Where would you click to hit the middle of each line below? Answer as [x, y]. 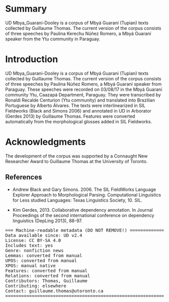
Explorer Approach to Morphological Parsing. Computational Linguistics [87, 194]
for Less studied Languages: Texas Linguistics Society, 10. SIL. [77, 200]
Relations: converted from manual [48, 275]
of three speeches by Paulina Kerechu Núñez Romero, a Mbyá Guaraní [78, 33]
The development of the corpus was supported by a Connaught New [76, 156]
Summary [26, 9]
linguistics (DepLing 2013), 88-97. [48, 221]
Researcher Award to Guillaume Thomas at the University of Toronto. [76, 161]
